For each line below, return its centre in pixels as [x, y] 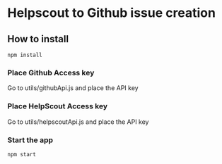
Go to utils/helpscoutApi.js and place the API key [78, 122]
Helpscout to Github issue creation [111, 13]
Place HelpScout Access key [58, 106]
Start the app [30, 140]
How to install [38, 39]
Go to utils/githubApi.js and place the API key [73, 88]
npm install [25, 55]
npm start [22, 154]
